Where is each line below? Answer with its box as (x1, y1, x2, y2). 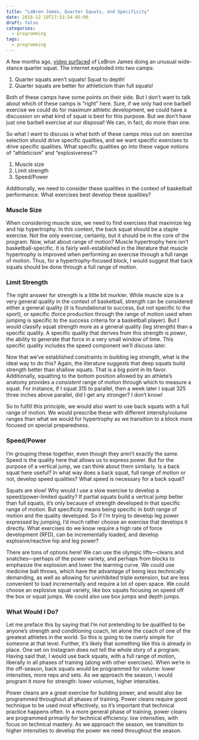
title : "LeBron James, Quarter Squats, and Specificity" (6, 8, 150, 15)
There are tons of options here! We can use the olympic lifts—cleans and (6, 548, 184, 556)
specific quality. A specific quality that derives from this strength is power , (6, 330, 188, 337)
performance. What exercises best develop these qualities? (6, 191, 151, 198)
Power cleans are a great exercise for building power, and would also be (6, 689, 182, 697)
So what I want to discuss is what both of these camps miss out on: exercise (6, 130, 192, 137)
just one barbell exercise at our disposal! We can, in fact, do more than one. (6, 119, 191, 126)
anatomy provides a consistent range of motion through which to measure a (6, 379, 191, 386)
